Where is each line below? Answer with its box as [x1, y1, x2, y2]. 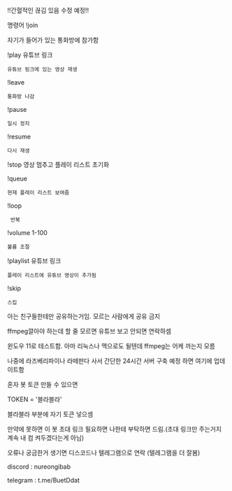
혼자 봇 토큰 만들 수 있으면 [7, 380, 78, 388]
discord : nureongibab [7, 462, 71, 471]
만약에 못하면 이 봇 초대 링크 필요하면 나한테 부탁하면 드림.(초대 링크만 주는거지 [7, 425, 222, 433]
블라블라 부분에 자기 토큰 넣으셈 [7, 410, 94, 418]
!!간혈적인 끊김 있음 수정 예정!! [7, 6, 89, 14]
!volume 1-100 [7, 229, 48, 236]
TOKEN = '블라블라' [7, 395, 62, 404]
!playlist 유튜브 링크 [7, 257, 61, 264]
